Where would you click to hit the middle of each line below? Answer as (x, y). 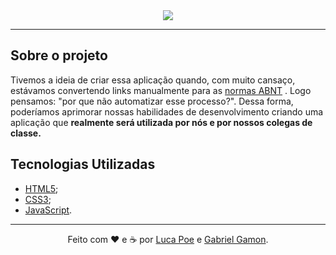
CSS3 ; (38, 199)
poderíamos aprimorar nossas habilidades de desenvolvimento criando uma (167, 111)
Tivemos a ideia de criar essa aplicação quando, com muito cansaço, (153, 80)
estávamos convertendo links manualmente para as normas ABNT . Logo (161, 90)
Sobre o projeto (59, 55)
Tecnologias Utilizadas (83, 164)
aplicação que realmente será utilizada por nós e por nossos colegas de (161, 122)
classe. (26, 133)
